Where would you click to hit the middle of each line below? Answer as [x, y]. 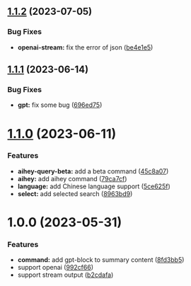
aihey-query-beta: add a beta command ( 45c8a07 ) [93, 171]
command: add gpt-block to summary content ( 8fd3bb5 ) [101, 260]
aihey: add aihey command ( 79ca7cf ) [72, 178]
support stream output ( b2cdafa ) [65, 275]
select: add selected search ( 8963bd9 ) [75, 193]
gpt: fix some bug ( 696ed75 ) [60, 105]
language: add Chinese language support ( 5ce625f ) [94, 186]
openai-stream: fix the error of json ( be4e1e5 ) [85, 47]
